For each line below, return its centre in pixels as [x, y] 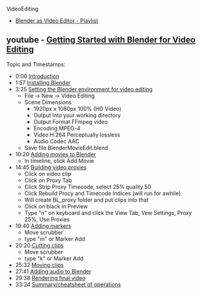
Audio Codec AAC [56, 141]
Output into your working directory [77, 115]
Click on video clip [48, 173]
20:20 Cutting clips [39, 245]
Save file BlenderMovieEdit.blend [66, 148]
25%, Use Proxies [47, 219]
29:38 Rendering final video [50, 277]
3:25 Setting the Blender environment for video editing [84, 89]
